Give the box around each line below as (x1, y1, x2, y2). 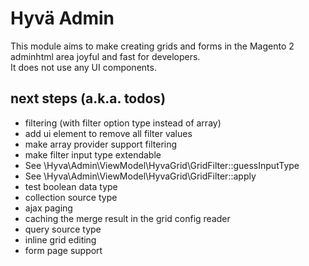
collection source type (24, 191, 118, 203)
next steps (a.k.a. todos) (10, 90, 167, 107)
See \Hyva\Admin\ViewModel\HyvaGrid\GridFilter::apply (24, 170, 257, 182)
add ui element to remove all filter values (24, 127, 193, 139)
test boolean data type (24, 180, 118, 192)
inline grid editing (24, 233, 97, 246)
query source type (24, 223, 102, 235)
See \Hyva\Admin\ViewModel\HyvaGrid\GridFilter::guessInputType (24, 159, 300, 171)
